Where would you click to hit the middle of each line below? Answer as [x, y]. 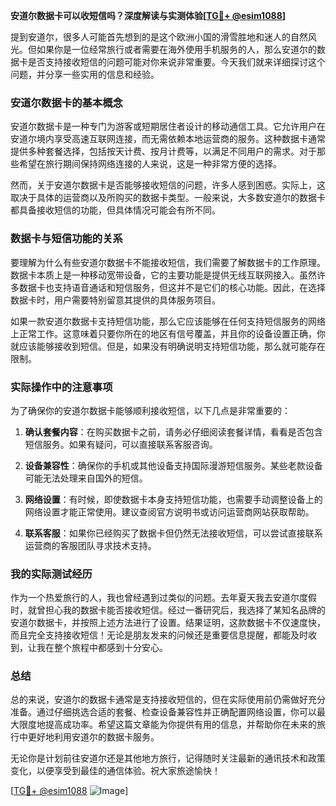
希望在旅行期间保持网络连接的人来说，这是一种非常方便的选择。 [150, 164]
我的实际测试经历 [51, 574]
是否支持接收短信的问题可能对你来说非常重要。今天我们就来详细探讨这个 [176, 62]
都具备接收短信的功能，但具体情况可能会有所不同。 [115, 210]
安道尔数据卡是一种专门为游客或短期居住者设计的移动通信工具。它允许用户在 [168, 126]
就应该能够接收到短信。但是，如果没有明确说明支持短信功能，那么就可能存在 [168, 346]
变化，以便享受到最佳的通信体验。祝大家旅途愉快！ [115, 771]
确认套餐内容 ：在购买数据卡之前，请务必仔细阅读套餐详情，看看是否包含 [173, 431]
